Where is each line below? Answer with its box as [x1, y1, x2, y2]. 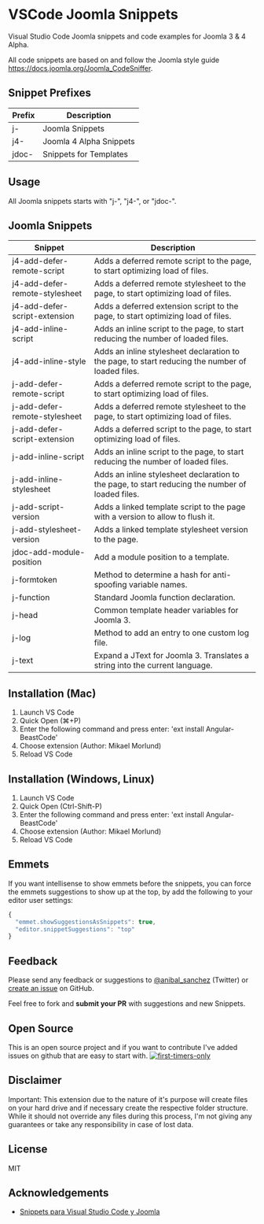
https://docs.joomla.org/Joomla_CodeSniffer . [8, 63, 153, 72]
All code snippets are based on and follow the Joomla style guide [8, 55, 220, 65]
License [8, 1143, 48, 1156]
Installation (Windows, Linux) [8, 772, 155, 786]
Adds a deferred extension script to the [93, 301, 239, 312]
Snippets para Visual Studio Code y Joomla [19, 1207, 160, 1217]
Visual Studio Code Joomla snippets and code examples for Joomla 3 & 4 [8, 31, 246, 41]
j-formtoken [12, 575, 57, 586]
